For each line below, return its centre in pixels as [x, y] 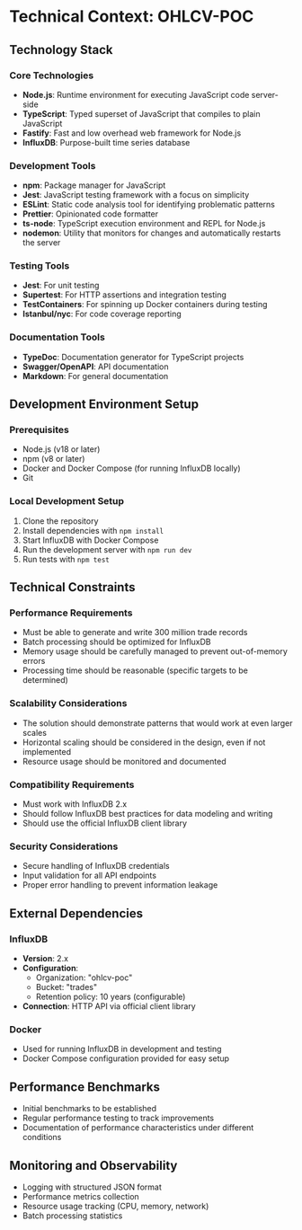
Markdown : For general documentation [95, 376]
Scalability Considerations [68, 703]
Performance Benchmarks [84, 1087]
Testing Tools [40, 266]
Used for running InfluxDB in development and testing [122, 1049]
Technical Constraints [72, 587]
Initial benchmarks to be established [89, 1109]
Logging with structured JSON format [92, 1187]
